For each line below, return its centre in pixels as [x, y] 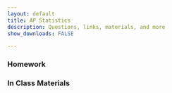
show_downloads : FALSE [41, 33]
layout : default [31, 14]
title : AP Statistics [39, 20]
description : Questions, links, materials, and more [86, 27]
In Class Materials [39, 83]
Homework [26, 64]
